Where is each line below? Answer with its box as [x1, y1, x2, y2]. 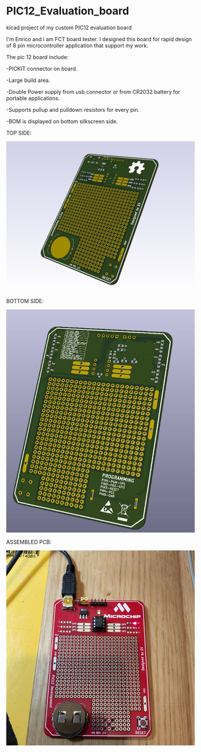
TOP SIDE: [6, 129, 32, 136]
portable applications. [6, 94, 60, 102]
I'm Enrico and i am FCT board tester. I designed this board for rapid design [6, 35, 193, 42]
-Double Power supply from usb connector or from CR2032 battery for [6, 88, 181, 95]
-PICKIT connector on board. [6, 65, 78, 72]
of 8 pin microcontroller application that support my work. [6, 42, 148, 49]
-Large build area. [6, 77, 51, 84]
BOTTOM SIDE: [6, 298, 44, 305]
